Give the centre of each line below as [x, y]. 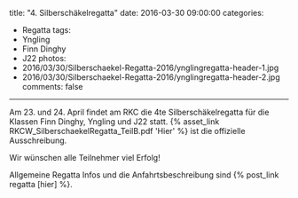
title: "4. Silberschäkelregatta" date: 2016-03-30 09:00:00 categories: [137, 13]
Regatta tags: [46, 30]
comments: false [52, 87]
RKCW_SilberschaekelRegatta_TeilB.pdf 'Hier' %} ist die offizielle [127, 131]
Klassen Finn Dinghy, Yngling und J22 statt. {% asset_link [114, 122]
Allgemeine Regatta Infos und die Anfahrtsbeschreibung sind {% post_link [144, 175]
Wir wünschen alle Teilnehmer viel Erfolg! [85, 158]
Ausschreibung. [38, 140]
